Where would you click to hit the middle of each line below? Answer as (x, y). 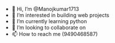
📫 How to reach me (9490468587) (55, 34)
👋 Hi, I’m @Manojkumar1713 (45, 9)
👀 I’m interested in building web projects (60, 15)
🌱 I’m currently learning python (49, 21)
